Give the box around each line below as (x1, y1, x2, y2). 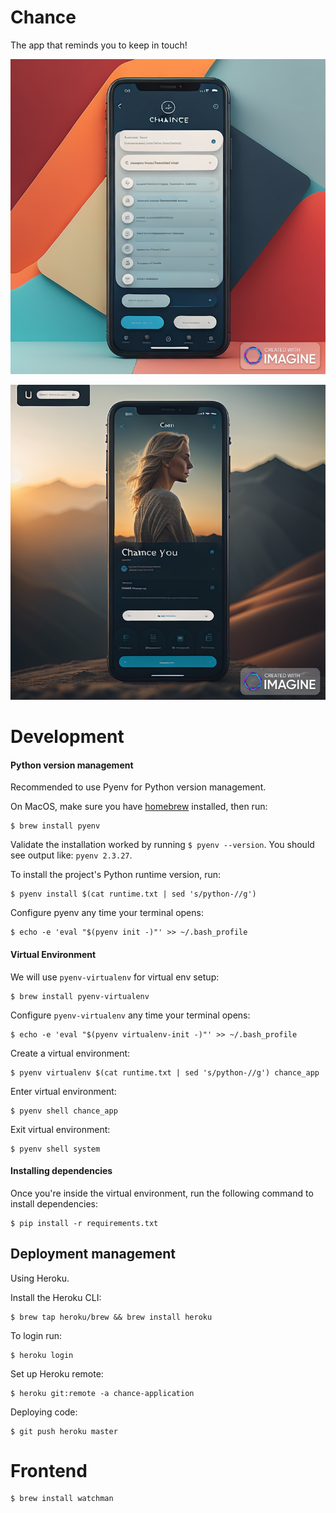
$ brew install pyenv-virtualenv (10, 991, 150, 1001)
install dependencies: (10, 1197, 98, 1210)
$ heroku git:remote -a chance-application (10, 1388, 195, 1398)
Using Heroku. (10, 1272, 70, 1284)
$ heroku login (10, 1350, 74, 1360)
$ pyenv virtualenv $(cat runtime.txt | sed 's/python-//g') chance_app (10, 1067, 320, 1078)
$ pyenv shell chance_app (10, 1106, 118, 1116)
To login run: (10, 1329, 63, 1341)
